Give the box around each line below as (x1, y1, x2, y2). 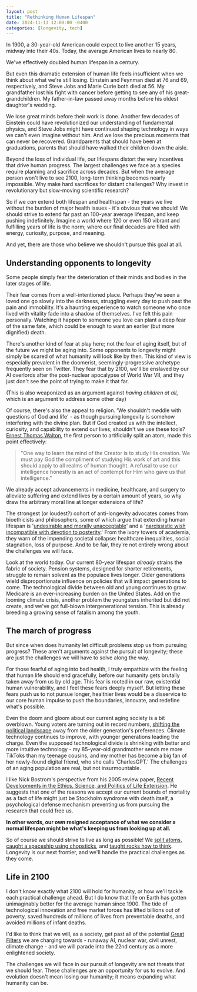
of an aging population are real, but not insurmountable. (6, 764, 141, 771)
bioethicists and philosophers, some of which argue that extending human (6, 516, 186, 523)
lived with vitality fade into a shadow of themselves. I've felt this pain (6, 310, 173, 317)
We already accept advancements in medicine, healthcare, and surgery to (6, 486, 185, 493)
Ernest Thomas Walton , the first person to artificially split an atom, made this (6, 432, 192, 439)
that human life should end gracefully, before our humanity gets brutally (6, 672, 181, 679)
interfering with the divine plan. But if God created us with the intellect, (6, 419, 178, 427)
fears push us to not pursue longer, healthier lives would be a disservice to (6, 690, 187, 698)
